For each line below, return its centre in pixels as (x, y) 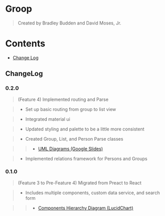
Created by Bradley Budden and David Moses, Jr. (69, 23)
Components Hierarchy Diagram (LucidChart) (86, 208)
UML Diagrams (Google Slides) (71, 149)
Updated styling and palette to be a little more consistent (85, 129)
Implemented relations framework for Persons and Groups (86, 158)
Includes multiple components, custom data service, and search (93, 193)
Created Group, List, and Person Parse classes (74, 139)
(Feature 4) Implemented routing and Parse (63, 99)
